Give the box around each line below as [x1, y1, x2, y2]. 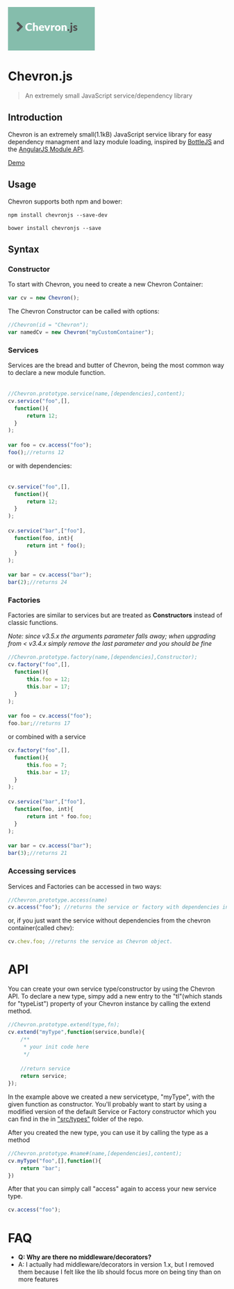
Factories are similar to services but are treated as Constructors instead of [8, 611, 223, 619]
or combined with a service [8, 732, 86, 741]
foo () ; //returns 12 [8, 449, 65, 456]
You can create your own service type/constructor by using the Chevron [8, 985, 215, 993]
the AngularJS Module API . [8, 145, 85, 153]
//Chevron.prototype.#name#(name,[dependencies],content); [8, 1150, 183, 1157]
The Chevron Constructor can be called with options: [8, 307, 160, 316]
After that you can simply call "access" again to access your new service [8, 1184, 217, 1193]
